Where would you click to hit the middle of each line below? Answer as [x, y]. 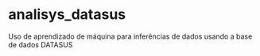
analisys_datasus [67, 15]
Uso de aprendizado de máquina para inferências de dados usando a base [130, 36]
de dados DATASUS [41, 44]
